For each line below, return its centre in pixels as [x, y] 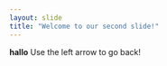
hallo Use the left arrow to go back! [75, 52]
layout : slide [36, 18]
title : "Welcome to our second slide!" [84, 26]
